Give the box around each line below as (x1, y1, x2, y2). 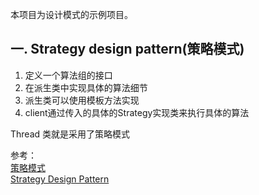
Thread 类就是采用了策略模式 (10, 128, 131, 140)
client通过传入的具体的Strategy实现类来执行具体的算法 (24, 106, 250, 118)
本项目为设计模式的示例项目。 (10, 9, 133, 20)
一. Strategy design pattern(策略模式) (10, 41, 245, 58)
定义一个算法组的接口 (24, 69, 113, 81)
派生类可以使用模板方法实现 (24, 94, 140, 106)
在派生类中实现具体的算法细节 (24, 81, 148, 93)
